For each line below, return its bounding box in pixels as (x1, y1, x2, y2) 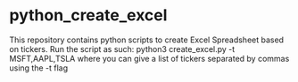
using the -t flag (9, 63, 69, 73)
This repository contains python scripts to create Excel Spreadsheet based (9, 34, 284, 45)
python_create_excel (9, 5, 168, 26)
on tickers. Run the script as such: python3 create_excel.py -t (9, 43, 236, 54)
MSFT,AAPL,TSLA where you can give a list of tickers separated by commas (9, 53, 290, 63)
